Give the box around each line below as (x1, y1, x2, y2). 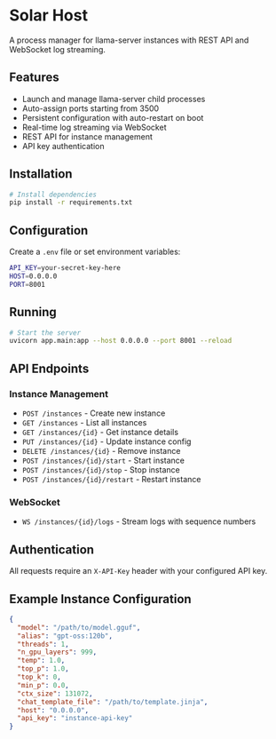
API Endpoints (9, 361, 90, 376)
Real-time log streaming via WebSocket (21, 122, 167, 132)
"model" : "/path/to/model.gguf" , (17, 623, 141, 632)
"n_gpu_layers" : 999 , (17, 648, 98, 657)
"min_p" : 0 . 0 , (17, 680, 69, 689)
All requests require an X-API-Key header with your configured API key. (9, 566, 268, 576)
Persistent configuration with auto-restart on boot (21, 112, 204, 123)
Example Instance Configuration (9, 592, 193, 607)
